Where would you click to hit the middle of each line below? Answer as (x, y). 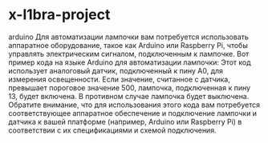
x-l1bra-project (59, 15)
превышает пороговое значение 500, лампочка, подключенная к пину (130, 87)
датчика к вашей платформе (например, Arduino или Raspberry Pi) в (125, 121)
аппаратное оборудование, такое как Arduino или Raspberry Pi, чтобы (128, 45)
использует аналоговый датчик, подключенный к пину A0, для (116, 70)
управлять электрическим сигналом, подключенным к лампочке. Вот (129, 54)
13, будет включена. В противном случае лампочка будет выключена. (129, 96)
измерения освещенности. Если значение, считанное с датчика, (120, 79)
